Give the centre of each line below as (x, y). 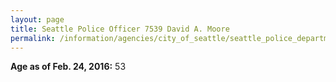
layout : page (37, 19)
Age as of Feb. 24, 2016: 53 (68, 67)
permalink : (33, 38)
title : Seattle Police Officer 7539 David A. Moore (120, 29)
